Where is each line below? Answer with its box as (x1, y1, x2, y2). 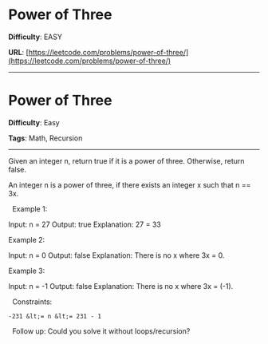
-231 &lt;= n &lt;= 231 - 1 (8, 312, 102, 320)
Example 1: (11, 204, 48, 213)
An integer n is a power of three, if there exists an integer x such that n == (8, 180, 251, 189)
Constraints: (11, 297, 53, 306)
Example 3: (8, 266, 45, 275)
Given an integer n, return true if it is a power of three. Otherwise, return (8, 156, 245, 165)
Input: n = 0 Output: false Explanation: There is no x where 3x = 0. (8, 250, 225, 260)
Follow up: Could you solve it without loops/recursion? (11, 326, 191, 336)
